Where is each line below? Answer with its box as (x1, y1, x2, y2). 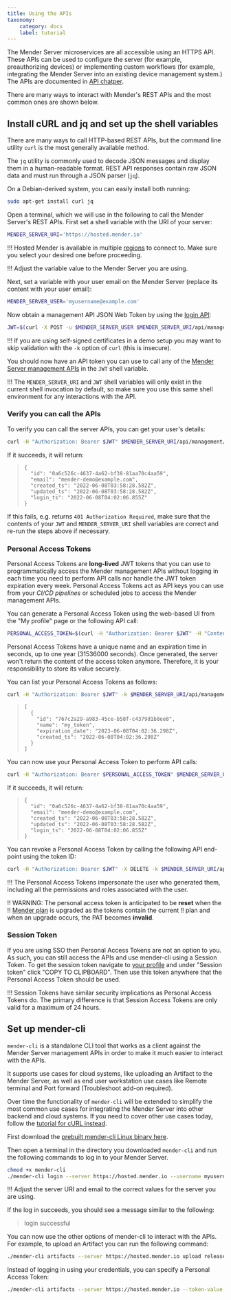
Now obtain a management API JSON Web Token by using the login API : (7, 310, 212, 318)
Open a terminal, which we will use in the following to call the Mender (7, 210, 204, 219)
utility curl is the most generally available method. (7, 144, 149, 152)
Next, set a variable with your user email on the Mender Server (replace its (7, 277, 218, 285)
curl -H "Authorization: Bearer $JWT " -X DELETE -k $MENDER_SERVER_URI (7, 865, 217, 872)
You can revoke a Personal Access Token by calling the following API (7, 845, 203, 853)
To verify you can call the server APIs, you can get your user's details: (7, 424, 206, 433)
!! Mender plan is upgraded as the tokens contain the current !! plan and (7, 906, 210, 914)
